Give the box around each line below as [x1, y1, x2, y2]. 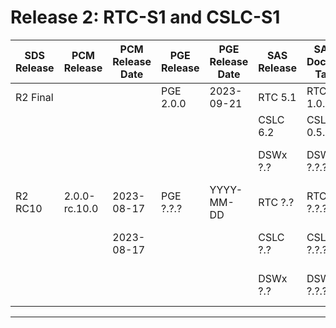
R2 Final [15, 90, 54, 104]
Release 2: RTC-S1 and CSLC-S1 [10, 6, 281, 29]
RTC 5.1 [258, 90, 297, 104]
